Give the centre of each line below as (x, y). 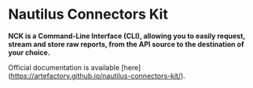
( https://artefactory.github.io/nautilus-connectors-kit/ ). (97, 76)
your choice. (29, 52)
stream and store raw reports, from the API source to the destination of (126, 44)
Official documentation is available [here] (75, 67)
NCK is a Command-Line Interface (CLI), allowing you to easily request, (127, 36)
